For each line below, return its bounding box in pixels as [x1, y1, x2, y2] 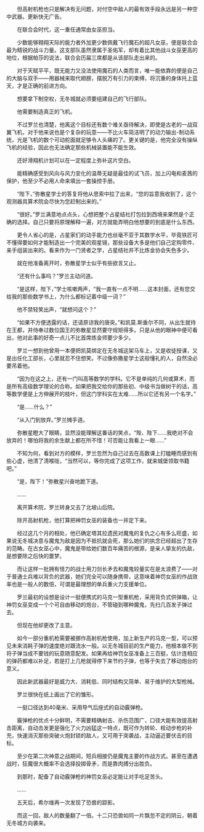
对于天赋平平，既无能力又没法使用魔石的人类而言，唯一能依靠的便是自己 [16, 67, 198, 74]
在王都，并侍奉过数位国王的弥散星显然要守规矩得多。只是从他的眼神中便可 [6, 326, 192, 334]
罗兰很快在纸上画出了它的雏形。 [16, 691, 97, 698]
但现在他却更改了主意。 [16, 621, 76, 629]
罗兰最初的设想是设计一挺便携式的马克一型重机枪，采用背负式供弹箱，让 [16, 593, 198, 601]
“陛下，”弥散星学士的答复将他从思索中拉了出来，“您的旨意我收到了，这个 [16, 191, 197, 197]
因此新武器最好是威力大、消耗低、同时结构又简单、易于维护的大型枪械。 [16, 678, 198, 685]
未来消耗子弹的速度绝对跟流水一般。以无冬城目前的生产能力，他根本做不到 [11, 642, 198, 649]
